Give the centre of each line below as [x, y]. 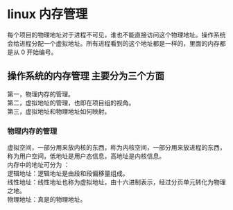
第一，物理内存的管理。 [41, 94]
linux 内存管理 [48, 14]
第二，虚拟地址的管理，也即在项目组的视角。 [71, 103]
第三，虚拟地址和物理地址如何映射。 [59, 111]
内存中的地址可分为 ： [38, 165]
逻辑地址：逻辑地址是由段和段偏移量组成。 [68, 173]
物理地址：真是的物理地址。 [47, 200]
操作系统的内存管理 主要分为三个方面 [86, 76]
